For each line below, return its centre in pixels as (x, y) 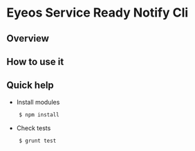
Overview (28, 38)
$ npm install (39, 115)
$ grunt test (38, 141)
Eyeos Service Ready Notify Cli (98, 13)
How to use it (35, 61)
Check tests (34, 128)
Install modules (38, 102)
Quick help (30, 86)
